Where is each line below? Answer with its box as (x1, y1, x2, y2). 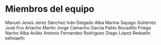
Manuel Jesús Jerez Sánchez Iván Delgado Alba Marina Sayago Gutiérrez (5, 20, 157, 25)
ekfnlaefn (5, 35, 25, 41)
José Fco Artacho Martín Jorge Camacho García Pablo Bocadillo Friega (5, 24, 151, 30)
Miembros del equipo (5, 3, 94, 15)
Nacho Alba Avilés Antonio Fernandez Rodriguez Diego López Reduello (5, 30, 151, 36)
